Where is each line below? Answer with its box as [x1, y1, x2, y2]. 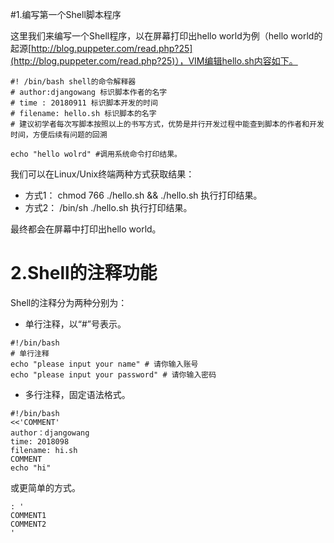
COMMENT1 [10, 510, 47, 520]
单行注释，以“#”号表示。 [24, 318, 127, 330]
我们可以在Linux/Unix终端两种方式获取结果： [10, 168, 195, 180]
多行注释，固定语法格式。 [24, 388, 131, 400]
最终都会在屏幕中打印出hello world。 [10, 223, 162, 235]
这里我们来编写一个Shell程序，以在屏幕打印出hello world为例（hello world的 [10, 30, 323, 42]
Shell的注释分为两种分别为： [10, 296, 128, 308]
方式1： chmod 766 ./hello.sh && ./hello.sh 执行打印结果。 [24, 189, 263, 201]
